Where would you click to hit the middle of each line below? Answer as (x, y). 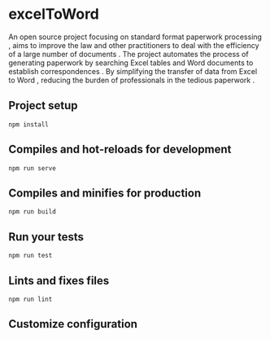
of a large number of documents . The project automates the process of (129, 54)
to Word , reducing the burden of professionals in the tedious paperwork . (132, 80)
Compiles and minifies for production (105, 193)
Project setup (44, 106)
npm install (28, 124)
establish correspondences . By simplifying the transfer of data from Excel (133, 71)
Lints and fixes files (59, 281)
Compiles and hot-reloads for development (120, 150)
